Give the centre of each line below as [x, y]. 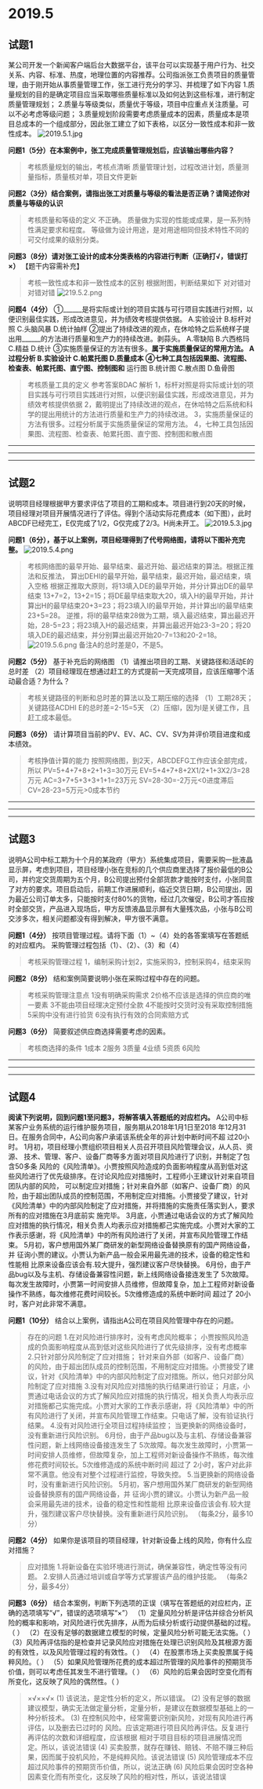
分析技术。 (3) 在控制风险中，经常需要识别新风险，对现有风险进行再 [144, 1718]
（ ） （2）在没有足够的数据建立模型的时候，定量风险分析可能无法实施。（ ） [131, 1633]
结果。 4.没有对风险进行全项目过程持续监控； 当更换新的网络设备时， [139, 1426]
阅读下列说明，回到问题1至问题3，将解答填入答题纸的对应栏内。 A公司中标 [128, 1117]
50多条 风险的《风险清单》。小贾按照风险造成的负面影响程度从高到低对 [128, 1167]
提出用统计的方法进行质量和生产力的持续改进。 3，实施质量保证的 [147, 414]
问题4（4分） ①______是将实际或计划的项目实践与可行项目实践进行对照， [127, 309]
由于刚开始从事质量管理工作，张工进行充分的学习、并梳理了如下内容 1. [135, 84]
